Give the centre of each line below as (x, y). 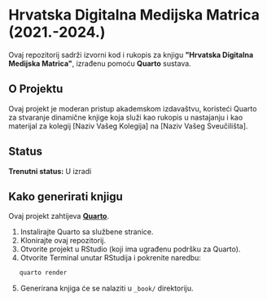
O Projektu (36, 89)
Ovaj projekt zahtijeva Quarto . (59, 216)
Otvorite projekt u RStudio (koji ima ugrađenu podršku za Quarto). (130, 249)
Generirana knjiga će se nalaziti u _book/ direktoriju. (107, 288)
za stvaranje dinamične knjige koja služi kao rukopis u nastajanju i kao (126, 117)
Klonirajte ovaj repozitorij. (63, 241)
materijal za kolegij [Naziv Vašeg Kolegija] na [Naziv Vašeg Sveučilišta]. (128, 126)
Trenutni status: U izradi (50, 171)
